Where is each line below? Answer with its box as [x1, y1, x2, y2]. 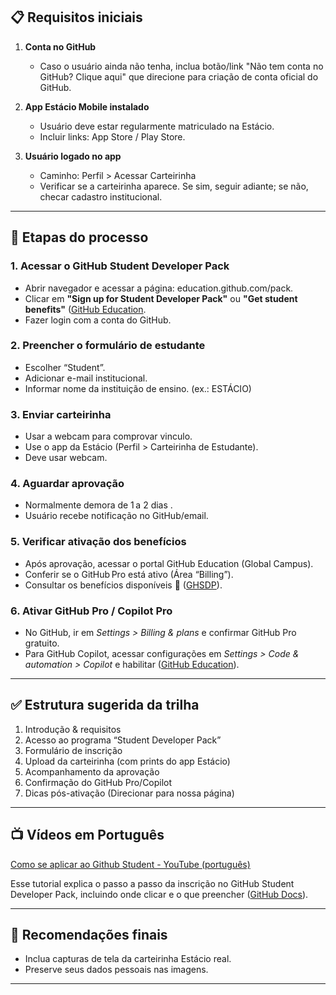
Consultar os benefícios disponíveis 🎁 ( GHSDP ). [24, 579, 223, 591]
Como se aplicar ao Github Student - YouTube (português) [10, 858, 251, 870]
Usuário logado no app [24, 150, 122, 162]
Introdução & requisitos [24, 723, 122, 735]
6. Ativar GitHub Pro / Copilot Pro [10, 604, 173, 618]
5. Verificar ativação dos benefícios [10, 535, 187, 549]
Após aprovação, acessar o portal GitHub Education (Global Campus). [24, 557, 314, 569]
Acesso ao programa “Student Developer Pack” [24, 734, 222, 746]
